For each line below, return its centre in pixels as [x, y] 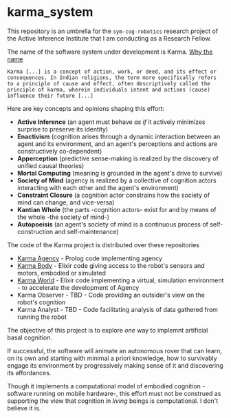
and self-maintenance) [87, 231]
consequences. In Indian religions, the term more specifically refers [112, 77]
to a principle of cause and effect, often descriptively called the [109, 83]
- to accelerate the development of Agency [78, 287]
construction [35, 231]
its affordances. [29, 373]
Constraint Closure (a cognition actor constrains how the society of [113, 195]
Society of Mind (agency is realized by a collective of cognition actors [117, 180]
